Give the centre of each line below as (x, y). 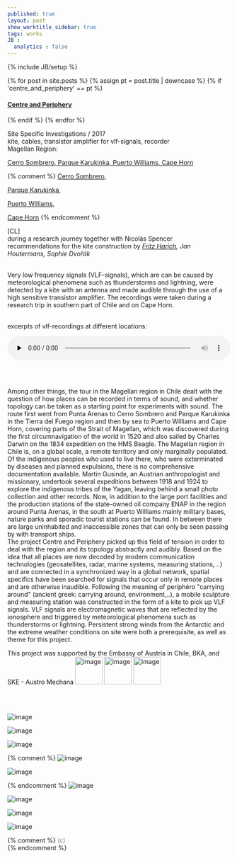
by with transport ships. (42, 534)
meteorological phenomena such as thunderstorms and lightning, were (110, 282)
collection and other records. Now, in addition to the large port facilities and (117, 497)
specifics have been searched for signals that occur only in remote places (115, 579)
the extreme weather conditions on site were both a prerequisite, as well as (117, 632)
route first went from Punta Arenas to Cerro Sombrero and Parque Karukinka (119, 414)
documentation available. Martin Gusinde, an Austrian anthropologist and (114, 474)
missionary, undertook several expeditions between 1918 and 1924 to (108, 481)
